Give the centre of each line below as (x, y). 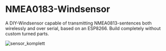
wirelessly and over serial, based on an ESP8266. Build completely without (83, 28)
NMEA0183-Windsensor (58, 9)
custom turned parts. (27, 33)
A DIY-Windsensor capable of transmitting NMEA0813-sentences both (78, 23)
